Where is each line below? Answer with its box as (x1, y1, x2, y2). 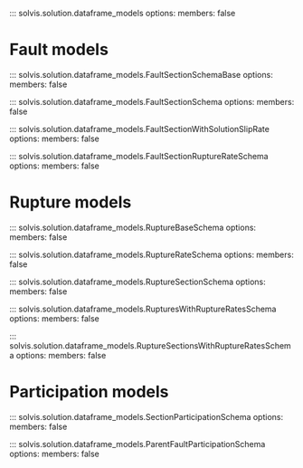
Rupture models (9, 192, 132, 213)
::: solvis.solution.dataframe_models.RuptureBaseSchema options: (9, 222, 256, 233)
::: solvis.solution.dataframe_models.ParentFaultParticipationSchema (9, 438, 266, 449)
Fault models (9, 40, 109, 60)
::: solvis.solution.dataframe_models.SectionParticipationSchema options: (9, 411, 283, 422)
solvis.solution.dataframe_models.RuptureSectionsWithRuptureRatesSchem (9, 339, 291, 351)
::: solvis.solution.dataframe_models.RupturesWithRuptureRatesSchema (9, 303, 277, 314)
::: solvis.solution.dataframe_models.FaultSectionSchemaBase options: (9, 69, 273, 80)
